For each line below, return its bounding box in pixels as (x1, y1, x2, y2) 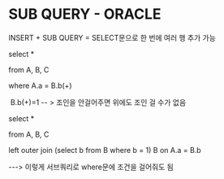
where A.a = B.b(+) (8, 81, 72, 90)
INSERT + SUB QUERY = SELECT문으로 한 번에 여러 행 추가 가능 (8, 33, 217, 42)
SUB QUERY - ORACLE (8, 5, 162, 24)
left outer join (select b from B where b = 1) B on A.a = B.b (8, 145, 201, 155)
